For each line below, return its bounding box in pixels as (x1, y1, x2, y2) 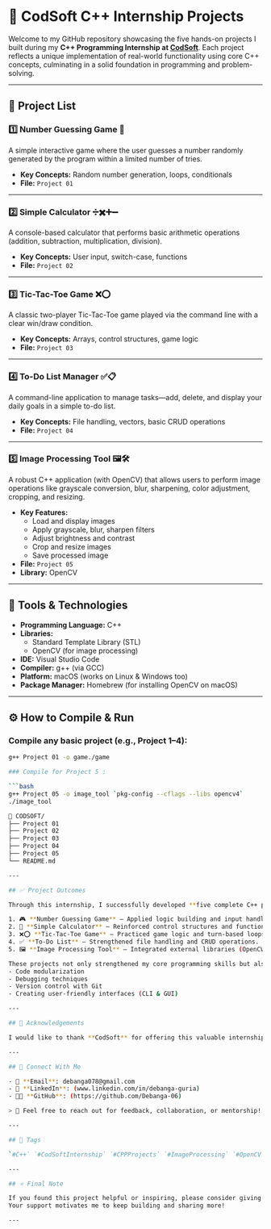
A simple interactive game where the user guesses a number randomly (8, 145, 244, 155)
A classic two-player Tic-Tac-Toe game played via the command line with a (8, 310, 258, 320)
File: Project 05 (19, 558, 74, 568)
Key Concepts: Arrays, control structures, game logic (19, 334, 199, 344)
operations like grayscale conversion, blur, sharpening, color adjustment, (8, 483, 251, 493)
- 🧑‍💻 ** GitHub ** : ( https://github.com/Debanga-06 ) (8, 1093, 182, 1101)
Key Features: (19, 508, 69, 517)
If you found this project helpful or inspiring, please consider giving (8, 1194, 262, 1202)
